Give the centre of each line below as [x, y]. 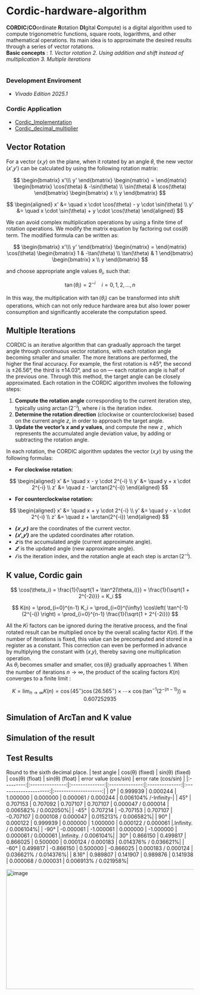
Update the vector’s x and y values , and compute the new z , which [99, 427]
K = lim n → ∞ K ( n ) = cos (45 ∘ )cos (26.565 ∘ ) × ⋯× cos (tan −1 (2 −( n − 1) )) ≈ [99, 691]
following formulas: [30, 458]
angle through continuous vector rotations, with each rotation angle [89, 351]
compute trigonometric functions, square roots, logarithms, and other [91, 33]
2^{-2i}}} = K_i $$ [100, 596]
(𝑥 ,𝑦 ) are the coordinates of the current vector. [73, 528]
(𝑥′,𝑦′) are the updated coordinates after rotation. [75, 535]
